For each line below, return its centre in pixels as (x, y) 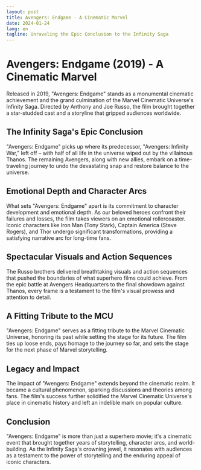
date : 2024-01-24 (28, 23)
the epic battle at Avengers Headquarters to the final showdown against (96, 284)
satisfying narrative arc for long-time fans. (59, 238)
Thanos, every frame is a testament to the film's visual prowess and (91, 291)
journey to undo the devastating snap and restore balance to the (109, 166)
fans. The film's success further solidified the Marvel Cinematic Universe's (99, 396)
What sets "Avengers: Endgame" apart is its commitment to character (93, 205)
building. (17, 449)
